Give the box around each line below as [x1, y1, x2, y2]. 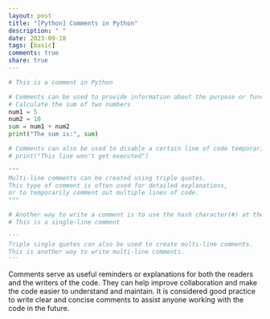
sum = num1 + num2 [8, 123, 70, 131]
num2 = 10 [8, 115, 42, 123]
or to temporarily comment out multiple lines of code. [8, 189, 199, 197]
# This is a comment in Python [8, 78, 113, 87]
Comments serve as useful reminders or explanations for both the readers [8, 269, 254, 279]
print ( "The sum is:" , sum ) [8, 130, 99, 139]
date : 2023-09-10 [8, 34, 67, 42]
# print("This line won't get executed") [8, 151, 149, 160]
